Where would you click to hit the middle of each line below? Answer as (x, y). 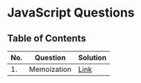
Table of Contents (47, 38)
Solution (92, 58)
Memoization (50, 69)
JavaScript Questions (71, 13)
